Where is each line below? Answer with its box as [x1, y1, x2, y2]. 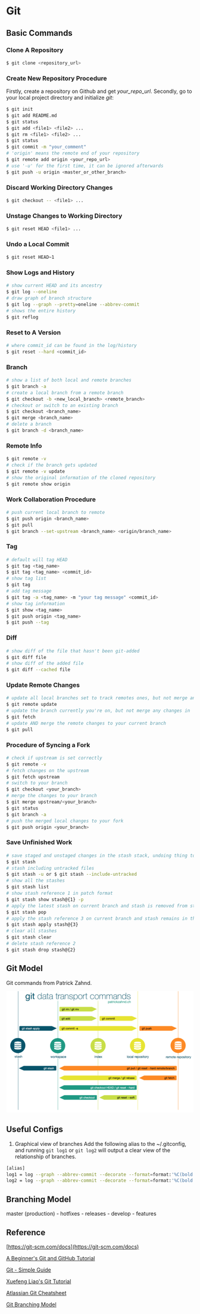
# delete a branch [6, 422, 52, 427]
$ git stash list [6, 884, 49, 890]
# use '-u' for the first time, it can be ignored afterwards [6, 163, 164, 169]
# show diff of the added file [6, 661, 84, 667]
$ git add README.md [6, 112, 58, 119]
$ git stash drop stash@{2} [6, 947, 76, 953]
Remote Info [6, 441, 42, 450]
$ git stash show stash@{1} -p [6, 896, 84, 903]
